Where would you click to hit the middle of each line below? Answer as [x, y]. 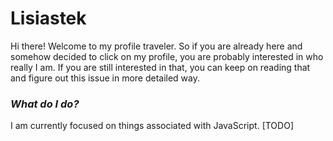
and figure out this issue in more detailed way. [105, 78]
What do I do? [45, 104]
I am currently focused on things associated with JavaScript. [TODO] [152, 126]
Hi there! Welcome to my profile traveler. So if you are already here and [156, 46]
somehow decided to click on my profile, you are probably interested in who [167, 56]
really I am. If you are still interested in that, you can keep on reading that [160, 67]
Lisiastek [48, 18]
